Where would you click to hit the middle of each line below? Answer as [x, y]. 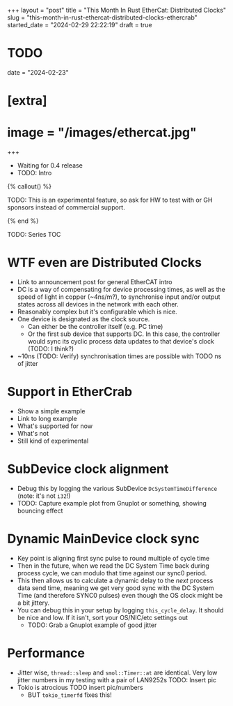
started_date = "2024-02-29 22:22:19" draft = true [80, 25]
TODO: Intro [34, 173]
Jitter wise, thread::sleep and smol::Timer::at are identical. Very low [117, 672]
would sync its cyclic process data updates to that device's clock [121, 341]
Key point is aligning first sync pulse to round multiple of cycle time [113, 558]
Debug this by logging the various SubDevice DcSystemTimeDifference [117, 488]
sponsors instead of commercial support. [66, 207]
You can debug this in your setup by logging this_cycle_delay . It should [120, 610]
